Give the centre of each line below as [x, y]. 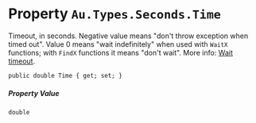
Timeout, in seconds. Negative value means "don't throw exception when [128, 36]
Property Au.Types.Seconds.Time [114, 14]
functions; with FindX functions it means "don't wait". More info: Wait [120, 52]
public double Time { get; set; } [66, 75]
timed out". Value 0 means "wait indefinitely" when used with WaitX [118, 44]
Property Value [34, 93]
